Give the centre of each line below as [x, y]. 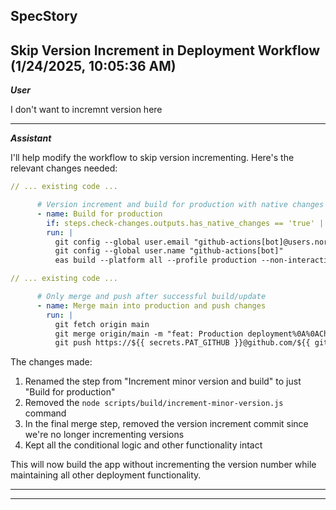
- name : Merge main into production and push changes [151, 305]
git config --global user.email [122, 242]
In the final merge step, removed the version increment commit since [166, 424]
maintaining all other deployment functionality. [106, 475]
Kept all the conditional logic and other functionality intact [143, 445]
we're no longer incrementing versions [104, 435]
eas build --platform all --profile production [155, 260]
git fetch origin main [102, 324]
